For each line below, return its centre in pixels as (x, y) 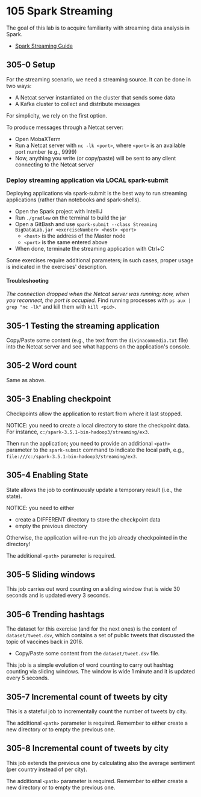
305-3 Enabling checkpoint (59, 399)
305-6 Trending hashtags (56, 614)
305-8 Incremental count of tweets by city (88, 748)
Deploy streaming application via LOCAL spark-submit (87, 180)
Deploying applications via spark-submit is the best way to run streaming (97, 194)
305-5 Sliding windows (51, 574)
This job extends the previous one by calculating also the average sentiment (101, 763)
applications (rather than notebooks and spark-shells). (74, 200)
